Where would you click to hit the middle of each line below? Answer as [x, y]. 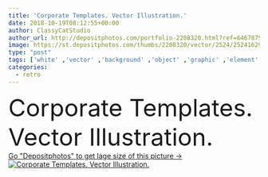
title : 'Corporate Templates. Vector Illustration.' [98, 15]
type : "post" [30, 52]
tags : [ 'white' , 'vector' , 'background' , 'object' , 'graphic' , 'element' [134, 60]
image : [19, 45]
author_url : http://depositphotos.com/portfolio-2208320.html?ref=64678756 [137, 38]
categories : [28, 67]
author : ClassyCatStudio [49, 30]
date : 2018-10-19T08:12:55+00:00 [64, 23]
